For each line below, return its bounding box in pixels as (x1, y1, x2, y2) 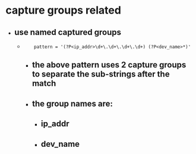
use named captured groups (14, 27, 122, 37)
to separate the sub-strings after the (31, 69, 170, 79)
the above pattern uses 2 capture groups (31, 60, 186, 70)
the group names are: (31, 98, 113, 108)
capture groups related (5, 4, 121, 17)
